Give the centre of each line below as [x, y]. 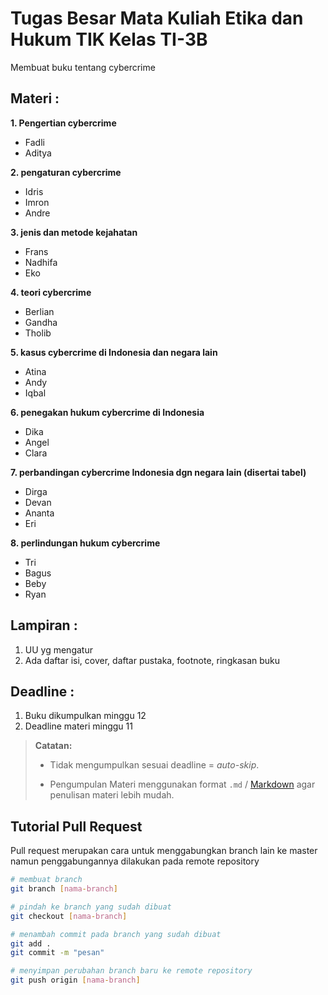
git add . [31, 943]
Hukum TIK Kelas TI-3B [109, 39]
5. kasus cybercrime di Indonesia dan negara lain [114, 352]
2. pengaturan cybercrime [66, 172]
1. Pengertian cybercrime [63, 123]
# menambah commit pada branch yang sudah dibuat [116, 934]
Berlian [39, 311]
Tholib [38, 333]
